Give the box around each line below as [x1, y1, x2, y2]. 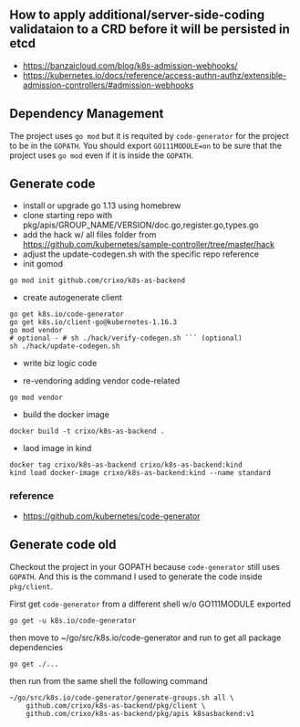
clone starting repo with [22, 210, 112, 221]
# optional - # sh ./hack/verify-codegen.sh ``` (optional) [9, 333, 243, 343]
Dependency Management [9, 106, 164, 121]
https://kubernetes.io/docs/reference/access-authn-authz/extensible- [22, 69, 287, 80]
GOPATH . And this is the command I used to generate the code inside [9, 571, 263, 582]
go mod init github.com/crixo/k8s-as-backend [9, 276, 185, 286]
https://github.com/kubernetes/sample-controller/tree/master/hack [22, 239, 275, 250]
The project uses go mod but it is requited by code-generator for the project [9, 130, 289, 141]
